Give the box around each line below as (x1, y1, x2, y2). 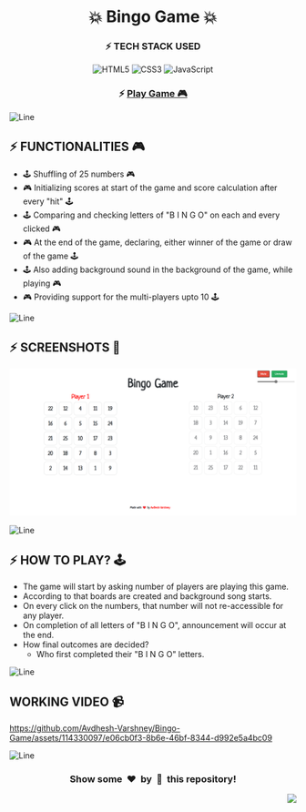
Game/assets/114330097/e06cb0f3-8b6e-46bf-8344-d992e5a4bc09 (9, 732, 273, 743)
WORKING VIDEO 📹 (9, 694, 125, 709)
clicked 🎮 (22, 223, 61, 234)
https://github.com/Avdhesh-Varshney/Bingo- (9, 722, 180, 734)
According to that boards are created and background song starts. (22, 591, 272, 602)
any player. (22, 610, 65, 621)
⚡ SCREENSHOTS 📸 (9, 340, 121, 355)
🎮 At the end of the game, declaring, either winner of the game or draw (22, 237, 293, 248)
